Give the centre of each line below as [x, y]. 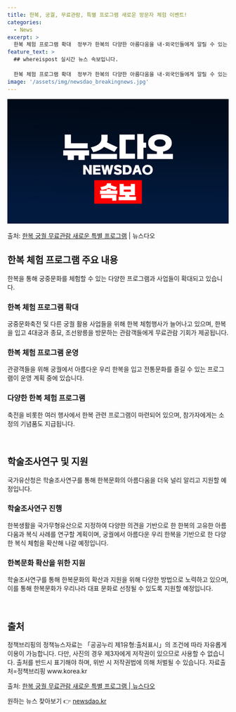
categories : [25, 22]
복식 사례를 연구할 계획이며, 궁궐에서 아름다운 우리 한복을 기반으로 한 [119, 534]
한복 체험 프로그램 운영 [43, 353]
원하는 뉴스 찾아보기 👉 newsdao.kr [57, 701]
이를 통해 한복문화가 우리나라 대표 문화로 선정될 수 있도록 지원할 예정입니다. [110, 589]
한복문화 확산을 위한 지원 [46, 563]
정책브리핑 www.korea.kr [52, 671]
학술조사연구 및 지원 [48, 462]
